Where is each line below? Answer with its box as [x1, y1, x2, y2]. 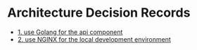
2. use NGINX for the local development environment [17, 35, 171, 43]
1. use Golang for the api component [17, 28, 123, 36]
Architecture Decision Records [7, 5, 191, 21]
